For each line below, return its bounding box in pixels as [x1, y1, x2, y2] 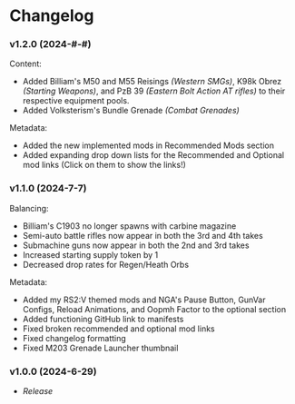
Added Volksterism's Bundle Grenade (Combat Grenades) [22, 105, 241, 116]
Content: [9, 58, 43, 69]
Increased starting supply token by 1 [22, 249, 159, 260]
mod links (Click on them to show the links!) [22, 160, 186, 171]
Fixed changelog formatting [22, 332, 127, 343]
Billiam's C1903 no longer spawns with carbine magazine [22, 220, 237, 232]
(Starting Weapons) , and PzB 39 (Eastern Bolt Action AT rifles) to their [22, 85, 286, 96]
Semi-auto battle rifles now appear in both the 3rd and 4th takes [22, 230, 263, 241]
